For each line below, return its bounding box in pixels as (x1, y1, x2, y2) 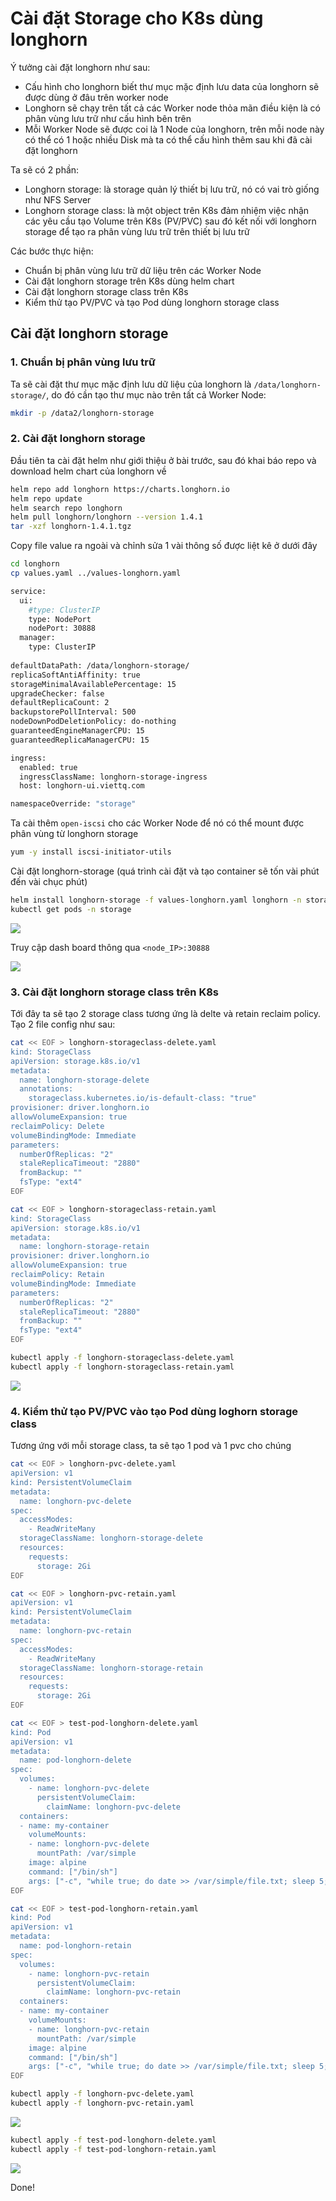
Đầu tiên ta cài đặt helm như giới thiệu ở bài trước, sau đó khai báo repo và (10, 454, 317, 466)
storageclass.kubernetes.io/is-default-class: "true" (28, 1093, 257, 1104)
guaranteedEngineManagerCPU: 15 (10, 726, 145, 736)
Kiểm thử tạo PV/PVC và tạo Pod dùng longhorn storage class (24, 296, 280, 308)
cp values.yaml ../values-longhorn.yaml (10, 568, 182, 579)
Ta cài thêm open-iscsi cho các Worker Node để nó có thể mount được (10, 817, 305, 829)
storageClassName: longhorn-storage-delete (19, 1533, 203, 1544)
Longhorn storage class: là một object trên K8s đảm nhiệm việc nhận (24, 204, 310, 216)
